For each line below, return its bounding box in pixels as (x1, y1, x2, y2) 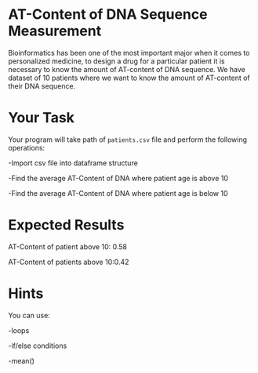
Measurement (8, 22, 102, 40)
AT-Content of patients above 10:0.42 (8, 257, 129, 266)
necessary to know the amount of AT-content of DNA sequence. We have (8, 64, 245, 74)
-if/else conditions (8, 341, 67, 350)
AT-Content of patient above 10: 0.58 (8, 241, 128, 252)
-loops (8, 325, 30, 335)
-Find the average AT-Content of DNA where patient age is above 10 (8, 173, 229, 183)
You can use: (8, 310, 51, 320)
